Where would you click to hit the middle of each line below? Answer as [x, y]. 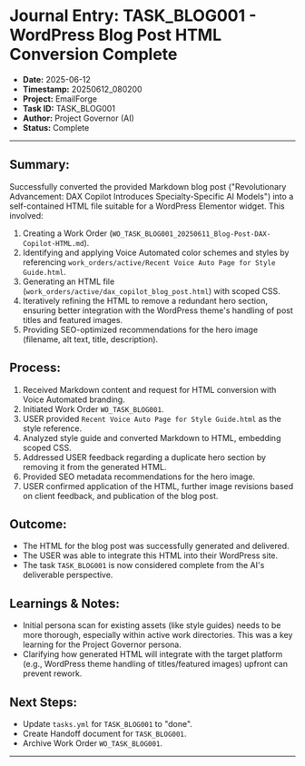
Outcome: [38, 524]
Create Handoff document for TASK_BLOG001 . [104, 733]
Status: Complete [56, 127]
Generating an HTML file [69, 281]
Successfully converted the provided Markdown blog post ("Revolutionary [148, 186]
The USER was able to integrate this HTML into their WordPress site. [150, 555]
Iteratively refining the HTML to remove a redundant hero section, [145, 300]
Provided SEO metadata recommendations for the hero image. [139, 476]
